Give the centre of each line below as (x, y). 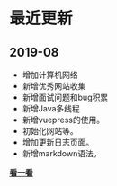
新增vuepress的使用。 (63, 120)
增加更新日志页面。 (58, 142)
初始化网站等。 (50, 131)
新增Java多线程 (51, 108)
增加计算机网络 (50, 75)
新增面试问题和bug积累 (65, 97)
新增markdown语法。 (62, 153)
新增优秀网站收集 (54, 86)
